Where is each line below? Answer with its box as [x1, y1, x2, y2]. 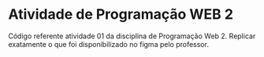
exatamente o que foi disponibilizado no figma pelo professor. [8, 39, 209, 48]
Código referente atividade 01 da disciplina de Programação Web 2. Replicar [8, 31, 256, 41]
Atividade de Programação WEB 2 [8, 5, 234, 23]
